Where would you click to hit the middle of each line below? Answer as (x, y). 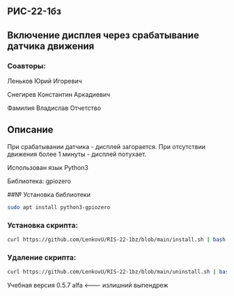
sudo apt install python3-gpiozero (59, 207)
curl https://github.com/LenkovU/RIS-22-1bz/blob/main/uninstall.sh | (112, 272)
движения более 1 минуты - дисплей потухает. (77, 154)
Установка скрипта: (43, 225)
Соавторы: (27, 65)
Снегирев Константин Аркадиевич (59, 95)
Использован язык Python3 (48, 167)
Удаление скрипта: (42, 257)
